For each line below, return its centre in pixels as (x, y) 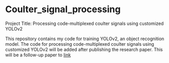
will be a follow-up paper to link (38, 55)
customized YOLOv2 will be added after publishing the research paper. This (84, 49)
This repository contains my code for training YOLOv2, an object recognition (85, 39)
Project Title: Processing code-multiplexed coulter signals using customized (85, 23)
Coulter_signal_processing (63, 9)
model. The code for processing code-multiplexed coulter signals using (80, 44)
